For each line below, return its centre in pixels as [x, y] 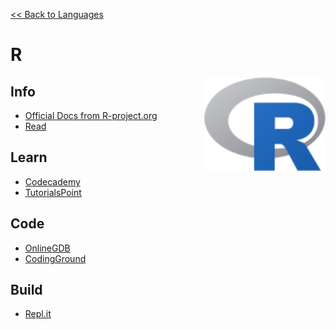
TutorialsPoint [53, 192]
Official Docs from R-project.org [91, 115]
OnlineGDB [47, 248]
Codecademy [52, 181]
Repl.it [38, 314]
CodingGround [55, 258]
